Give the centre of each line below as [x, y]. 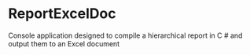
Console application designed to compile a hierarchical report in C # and [125, 35]
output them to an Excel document [64, 43]
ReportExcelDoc [62, 14]
